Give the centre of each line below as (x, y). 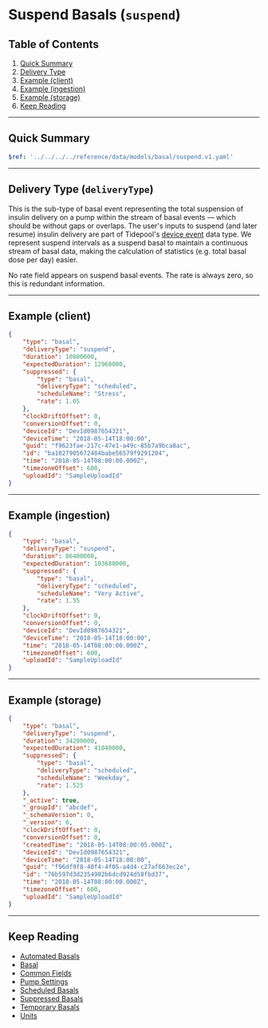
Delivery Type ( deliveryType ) (81, 189)
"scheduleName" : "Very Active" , (91, 593)
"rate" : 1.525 (60, 785)
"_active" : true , (51, 800)
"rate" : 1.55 (59, 601)
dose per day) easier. (43, 259)
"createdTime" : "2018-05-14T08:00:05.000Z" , (98, 845)
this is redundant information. (57, 283)
